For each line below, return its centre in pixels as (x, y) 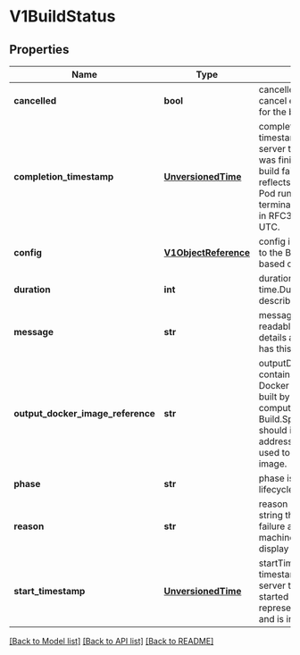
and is (271, 619)
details (273, 337)
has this (275, 348)
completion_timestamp (64, 176)
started (274, 596)
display (274, 549)
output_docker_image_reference (85, 413)
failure (272, 526)
